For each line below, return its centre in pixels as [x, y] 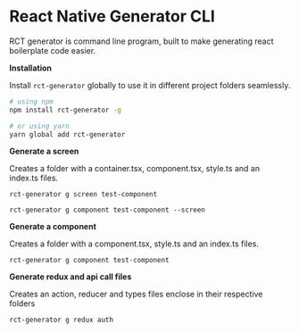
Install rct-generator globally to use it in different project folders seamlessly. [150, 85]
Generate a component [53, 227]
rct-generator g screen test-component [83, 195]
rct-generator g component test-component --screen [107, 210]
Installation [30, 68]
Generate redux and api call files [71, 277]
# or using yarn [39, 126]
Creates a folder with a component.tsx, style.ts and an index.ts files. [134, 244]
